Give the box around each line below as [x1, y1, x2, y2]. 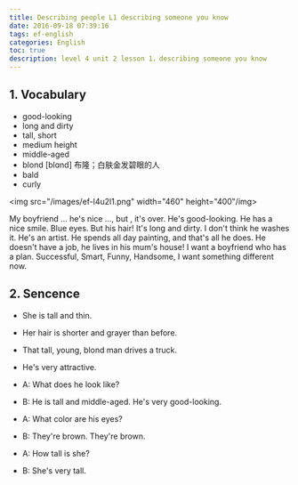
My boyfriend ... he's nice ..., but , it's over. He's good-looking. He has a [9, 213, 273, 223]
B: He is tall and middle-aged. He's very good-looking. [21, 396, 222, 407]
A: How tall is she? [21, 448, 91, 458]
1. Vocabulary [9, 87, 87, 102]
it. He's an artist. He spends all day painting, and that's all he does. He [9, 232, 267, 243]
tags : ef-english [9, 29, 74, 38]
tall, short [21, 130, 58, 141]
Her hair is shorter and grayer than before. [21, 327, 178, 338]
